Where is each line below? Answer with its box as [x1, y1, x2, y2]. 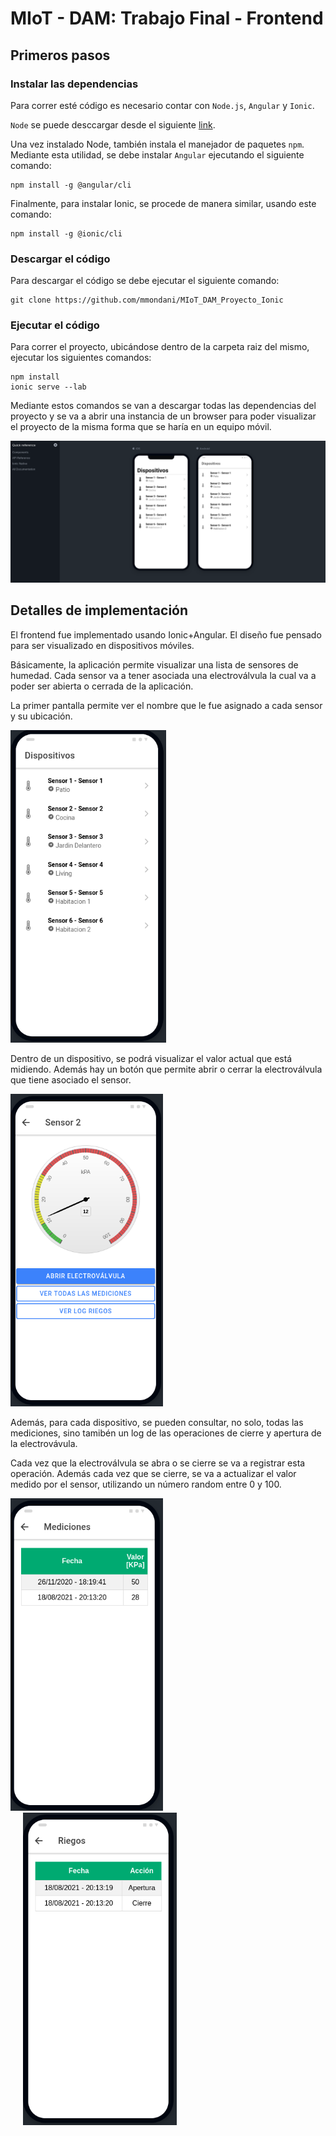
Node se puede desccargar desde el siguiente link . [10, 118, 216, 131]
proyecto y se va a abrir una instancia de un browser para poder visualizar [10, 410, 317, 422]
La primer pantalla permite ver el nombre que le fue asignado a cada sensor [10, 699, 323, 711]
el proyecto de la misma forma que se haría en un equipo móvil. [10, 421, 272, 433]
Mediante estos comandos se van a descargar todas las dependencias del [10, 400, 317, 412]
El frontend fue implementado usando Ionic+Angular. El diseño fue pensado [10, 628, 322, 641]
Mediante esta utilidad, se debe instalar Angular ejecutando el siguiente [10, 148, 305, 161]
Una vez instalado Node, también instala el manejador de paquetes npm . [10, 138, 305, 150]
